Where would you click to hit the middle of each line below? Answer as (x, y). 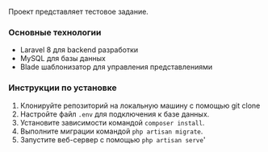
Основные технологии (55, 32)
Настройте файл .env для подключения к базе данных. (115, 114)
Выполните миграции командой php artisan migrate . (111, 131)
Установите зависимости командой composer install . (112, 122)
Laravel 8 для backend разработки (79, 50)
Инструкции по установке (63, 88)
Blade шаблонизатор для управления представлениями (116, 67)
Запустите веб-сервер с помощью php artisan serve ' (113, 139)
